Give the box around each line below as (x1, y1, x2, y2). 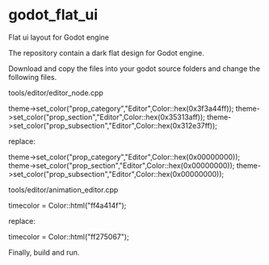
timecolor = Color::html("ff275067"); (8, 232, 129, 242)
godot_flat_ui (8, 6, 99, 24)
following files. (8, 72, 57, 82)
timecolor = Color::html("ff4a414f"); (8, 200, 127, 210)
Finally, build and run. (8, 247, 80, 257)
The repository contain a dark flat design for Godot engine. (8, 48, 204, 57)
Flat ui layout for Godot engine (8, 32, 110, 42)
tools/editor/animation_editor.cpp (8, 184, 119, 195)
